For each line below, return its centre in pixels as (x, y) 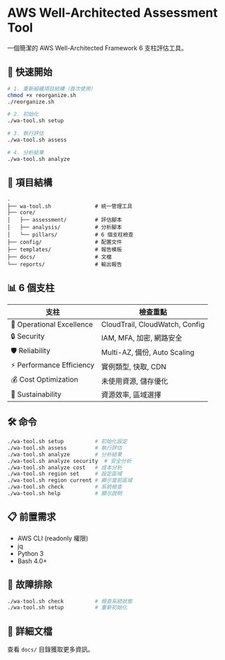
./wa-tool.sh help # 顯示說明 (65, 494)
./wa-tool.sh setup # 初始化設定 (67, 442)
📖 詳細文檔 (30, 631)
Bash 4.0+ (32, 561)
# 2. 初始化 (23, 114)
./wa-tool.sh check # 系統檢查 (65, 487)
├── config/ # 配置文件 (65, 243)
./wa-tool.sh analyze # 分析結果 (65, 454)
